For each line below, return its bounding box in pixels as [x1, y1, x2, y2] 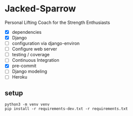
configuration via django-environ [11, 40, 80, 46]
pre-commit [11, 63, 36, 69]
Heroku [11, 74, 27, 80]
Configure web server [11, 46, 57, 52]
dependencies [11, 29, 42, 35]
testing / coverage [11, 52, 50, 58]
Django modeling [11, 68, 47, 75]
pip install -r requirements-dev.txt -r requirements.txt [4, 107, 128, 112]
